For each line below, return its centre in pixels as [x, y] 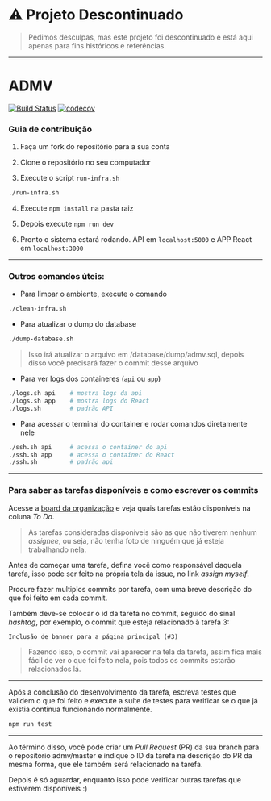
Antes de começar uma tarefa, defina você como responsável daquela [125, 565]
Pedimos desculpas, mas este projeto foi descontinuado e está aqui [141, 37]
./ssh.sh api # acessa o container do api [88, 447]
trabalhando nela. [57, 549]
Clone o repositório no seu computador [85, 162]
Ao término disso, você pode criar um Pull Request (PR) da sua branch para [134, 747]
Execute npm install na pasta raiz [77, 208]
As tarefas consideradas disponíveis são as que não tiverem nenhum [143, 532]
